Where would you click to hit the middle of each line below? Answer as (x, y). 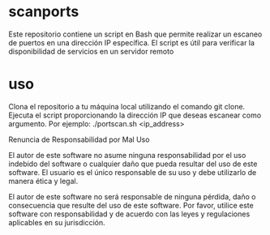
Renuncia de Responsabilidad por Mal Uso (79, 139)
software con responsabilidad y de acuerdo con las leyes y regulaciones (129, 214)
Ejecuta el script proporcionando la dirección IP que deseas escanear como (135, 115)
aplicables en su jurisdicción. (57, 222)
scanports (44, 12)
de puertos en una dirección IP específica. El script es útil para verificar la (132, 42)
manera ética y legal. (43, 181)
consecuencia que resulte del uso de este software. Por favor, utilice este (131, 205)
